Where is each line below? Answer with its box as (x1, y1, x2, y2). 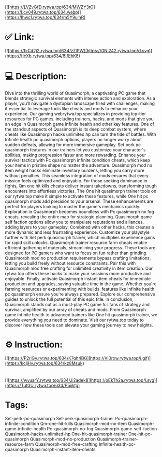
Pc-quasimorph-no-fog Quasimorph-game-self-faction (47, 425, 157, 431)
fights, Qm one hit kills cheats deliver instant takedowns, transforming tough (5, 183, 157, 189)
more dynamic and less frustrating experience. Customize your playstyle (5, 229, 150, 235)
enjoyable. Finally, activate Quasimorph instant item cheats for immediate (5, 276, 151, 281)
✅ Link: (5, 32, 35, 43)
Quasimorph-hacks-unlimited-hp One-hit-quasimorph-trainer (5, 431, 127, 437)
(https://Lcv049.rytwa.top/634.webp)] (5, 9, 81, 15)
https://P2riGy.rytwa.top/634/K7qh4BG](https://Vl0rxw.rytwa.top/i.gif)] (9, 355, 151, 361)
